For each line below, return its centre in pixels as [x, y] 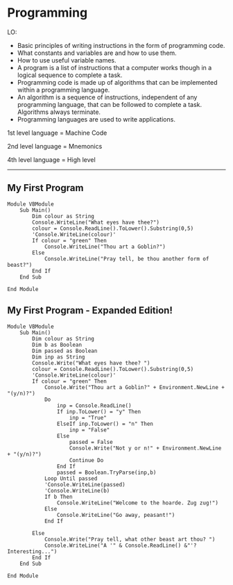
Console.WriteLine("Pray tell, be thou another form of [127, 258]
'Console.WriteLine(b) [77, 491]
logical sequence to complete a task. [70, 75]
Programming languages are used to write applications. [96, 119]
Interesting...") [32, 551]
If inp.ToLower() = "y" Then [98, 411]
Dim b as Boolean [57, 345]
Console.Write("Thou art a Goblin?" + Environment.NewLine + [135, 387]
